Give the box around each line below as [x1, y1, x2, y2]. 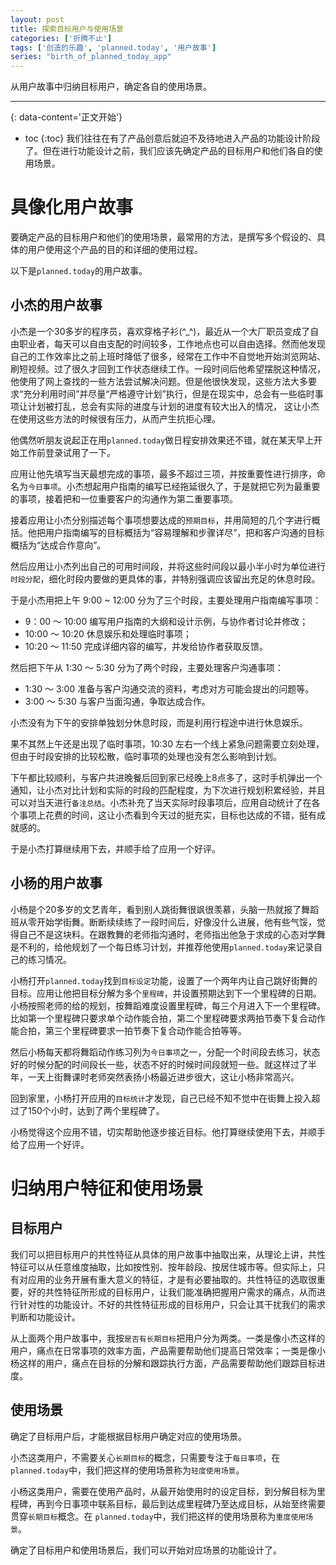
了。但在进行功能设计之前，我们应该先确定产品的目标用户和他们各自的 [24, 145, 315, 157]
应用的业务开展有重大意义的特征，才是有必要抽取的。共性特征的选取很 [27, 1273, 317, 1285]
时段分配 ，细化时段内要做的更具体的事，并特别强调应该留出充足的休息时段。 [10, 572, 321, 585]
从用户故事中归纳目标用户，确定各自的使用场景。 [10, 81, 212, 93]
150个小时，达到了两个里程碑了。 [27, 1104, 165, 1116]
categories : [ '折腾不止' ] [10, 33, 113, 43]
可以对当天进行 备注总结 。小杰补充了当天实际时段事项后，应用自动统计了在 [10, 796, 312, 808]
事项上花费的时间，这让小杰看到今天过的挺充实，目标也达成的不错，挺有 [18, 809, 317, 821]
